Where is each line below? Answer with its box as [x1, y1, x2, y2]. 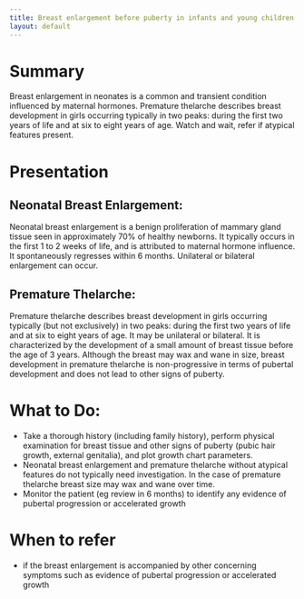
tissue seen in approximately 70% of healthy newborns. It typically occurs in [9, 231, 295, 242]
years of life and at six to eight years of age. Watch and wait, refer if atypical [9, 120, 295, 131]
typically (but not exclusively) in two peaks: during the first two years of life [9, 320, 291, 332]
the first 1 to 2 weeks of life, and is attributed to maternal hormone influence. [9, 241, 296, 252]
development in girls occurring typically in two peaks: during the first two [9, 110, 283, 121]
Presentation [9, 161, 109, 182]
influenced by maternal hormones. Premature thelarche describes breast [9, 101, 281, 112]
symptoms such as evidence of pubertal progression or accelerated [22, 570, 277, 581]
